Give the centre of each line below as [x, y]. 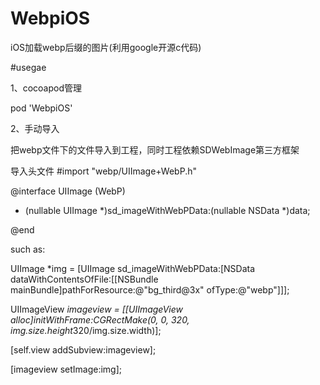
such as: [28, 249]
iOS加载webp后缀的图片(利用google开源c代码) [106, 47]
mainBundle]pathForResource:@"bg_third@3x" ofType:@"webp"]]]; [150, 289]
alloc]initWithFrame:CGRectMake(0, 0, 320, [100, 319]
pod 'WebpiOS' [41, 108]
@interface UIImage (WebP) [68, 191]
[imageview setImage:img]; [66, 369]
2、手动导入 [35, 128]
